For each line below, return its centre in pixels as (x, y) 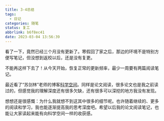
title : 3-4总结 (20, 10)
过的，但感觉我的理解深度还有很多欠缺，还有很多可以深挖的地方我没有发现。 (82, 91)
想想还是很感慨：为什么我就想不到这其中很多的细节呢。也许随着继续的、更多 (82, 101)
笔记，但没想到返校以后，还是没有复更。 (54, 57)
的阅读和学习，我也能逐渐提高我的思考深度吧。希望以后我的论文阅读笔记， (80, 107)
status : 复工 (18, 28)
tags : (10, 14)
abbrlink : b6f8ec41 (25, 32)
